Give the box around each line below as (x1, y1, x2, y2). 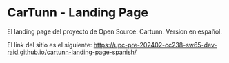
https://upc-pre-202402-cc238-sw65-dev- (93, 40, 217, 49)
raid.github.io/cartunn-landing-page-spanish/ (7, 48, 137, 56)
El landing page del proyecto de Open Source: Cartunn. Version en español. (7, 27, 223, 36)
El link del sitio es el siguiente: (7, 40, 92, 49)
